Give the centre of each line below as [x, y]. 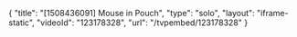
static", [22, 23]
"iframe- [272, 13]
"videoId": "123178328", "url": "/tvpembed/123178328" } [143, 23]
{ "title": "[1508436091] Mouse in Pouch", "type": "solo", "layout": [132, 13]
